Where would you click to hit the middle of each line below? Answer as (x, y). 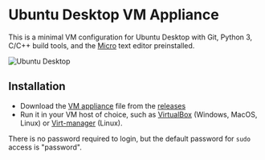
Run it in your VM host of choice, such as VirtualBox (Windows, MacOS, (139, 114)
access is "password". (45, 147)
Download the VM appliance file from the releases (103, 105)
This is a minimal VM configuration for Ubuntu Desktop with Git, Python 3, (130, 37)
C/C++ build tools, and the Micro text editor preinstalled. (102, 45)
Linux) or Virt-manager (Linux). (71, 123)
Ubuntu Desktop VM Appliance (114, 15)
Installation (37, 86)
